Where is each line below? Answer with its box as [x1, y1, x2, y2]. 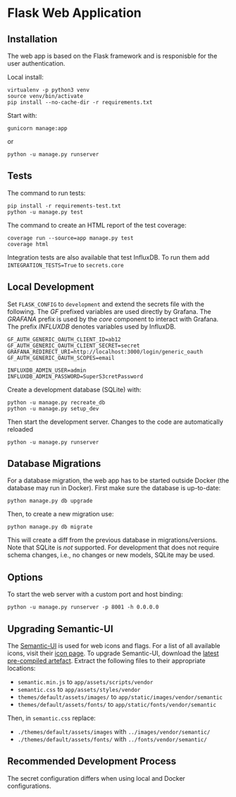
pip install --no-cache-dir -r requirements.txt [7, 99, 153, 106]
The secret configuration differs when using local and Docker [7, 774, 185, 782]
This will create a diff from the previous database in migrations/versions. [7, 536, 218, 544]
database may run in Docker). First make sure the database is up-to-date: [7, 484, 221, 492]
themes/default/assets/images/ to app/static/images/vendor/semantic [17, 693, 223, 701]
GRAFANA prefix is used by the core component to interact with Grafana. [7, 315, 219, 323]
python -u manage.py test [7, 208, 83, 216]
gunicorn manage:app [7, 125, 68, 132]
